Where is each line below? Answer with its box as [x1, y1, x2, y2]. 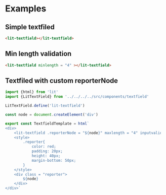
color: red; [31, 144, 56, 149]
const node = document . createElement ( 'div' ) [5, 112, 98, 117]
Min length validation [5, 50, 72, 58]
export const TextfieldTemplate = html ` [5, 121, 90, 126]
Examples [5, 3, 46, 14]
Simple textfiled [5, 23, 55, 31]
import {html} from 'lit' [5, 90, 58, 95]
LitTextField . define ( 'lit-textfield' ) [5, 103, 85, 108]
